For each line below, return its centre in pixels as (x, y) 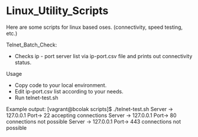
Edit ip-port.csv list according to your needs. (69, 91)
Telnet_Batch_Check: (32, 45)
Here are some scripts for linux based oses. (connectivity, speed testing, (95, 27)
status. (23, 62)
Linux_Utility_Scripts (57, 11)
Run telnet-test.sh (36, 98)
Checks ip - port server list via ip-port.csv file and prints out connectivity (103, 56)
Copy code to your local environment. (61, 85)
